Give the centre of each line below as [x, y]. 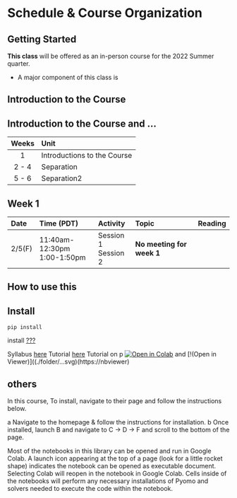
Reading [212, 224]
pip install [25, 328]
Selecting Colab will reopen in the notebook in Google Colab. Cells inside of [117, 474]
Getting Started [42, 39]
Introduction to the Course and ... [82, 123]
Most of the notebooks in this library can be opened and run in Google [109, 451]
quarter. [19, 64]
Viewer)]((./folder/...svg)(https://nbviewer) [68, 361]
